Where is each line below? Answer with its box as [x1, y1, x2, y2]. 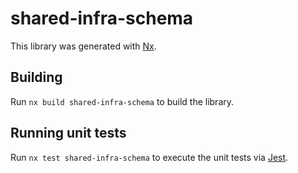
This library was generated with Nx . [10, 40, 157, 52]
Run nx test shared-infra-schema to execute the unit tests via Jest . [10, 151, 289, 163]
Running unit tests [10, 125, 127, 142]
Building [10, 69, 63, 86]
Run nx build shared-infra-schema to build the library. [10, 95, 235, 107]
